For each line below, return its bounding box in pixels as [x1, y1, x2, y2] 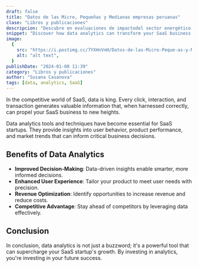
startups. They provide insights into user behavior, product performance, [6, 126, 183, 133]
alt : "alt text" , [16, 52, 60, 58]
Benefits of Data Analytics [6, 150, 105, 160]
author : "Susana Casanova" [6, 74, 72, 80]
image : [6, 36, 22, 42]
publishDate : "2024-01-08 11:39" [6, 63, 88, 70]
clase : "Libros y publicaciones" [6, 19, 88, 25]
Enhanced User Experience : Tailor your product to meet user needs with [14, 177, 192, 184]
